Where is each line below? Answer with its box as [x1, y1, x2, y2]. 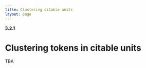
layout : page [5, 12, 32, 17]
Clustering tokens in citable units [5, 42, 142, 53]
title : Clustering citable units [5, 7, 73, 12]
